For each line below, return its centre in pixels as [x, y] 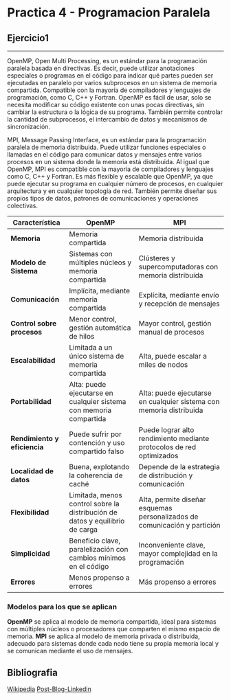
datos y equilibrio [97, 521]
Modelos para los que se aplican [62, 607]
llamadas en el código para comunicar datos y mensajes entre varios [104, 155]
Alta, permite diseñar [172, 499]
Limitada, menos [96, 495]
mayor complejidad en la [178, 553]
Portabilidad [31, 402]
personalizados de [168, 517]
